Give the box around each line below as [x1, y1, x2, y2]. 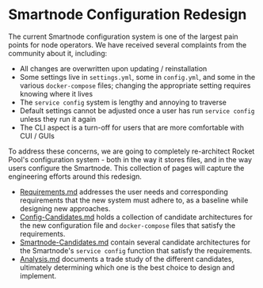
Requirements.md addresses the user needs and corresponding [19, 187, 228, 196]
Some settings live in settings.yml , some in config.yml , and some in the [19, 72, 256, 81]
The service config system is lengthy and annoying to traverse [19, 97, 227, 107]
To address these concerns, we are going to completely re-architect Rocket [8, 146, 255, 156]
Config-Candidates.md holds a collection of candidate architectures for [19, 212, 253, 222]
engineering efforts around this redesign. [8, 172, 143, 181]
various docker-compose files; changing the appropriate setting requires [19, 81, 251, 90]
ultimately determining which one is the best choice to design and [19, 263, 235, 272]
